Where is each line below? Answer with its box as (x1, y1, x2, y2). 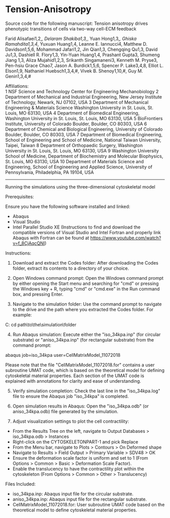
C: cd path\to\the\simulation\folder (5, 321, 77, 327)
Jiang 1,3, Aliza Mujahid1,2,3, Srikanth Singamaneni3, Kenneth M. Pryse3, (5, 57, 158, 63)
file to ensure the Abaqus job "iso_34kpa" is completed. (12, 393, 129, 399)
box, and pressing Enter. (12, 291, 64, 297)
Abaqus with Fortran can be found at (12, 235, 90, 241)
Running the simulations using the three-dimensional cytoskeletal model (5, 183, 156, 190)
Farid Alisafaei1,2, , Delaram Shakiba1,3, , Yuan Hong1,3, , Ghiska (5, 35, 137, 42)
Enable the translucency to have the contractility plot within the (12, 465, 144, 472)
